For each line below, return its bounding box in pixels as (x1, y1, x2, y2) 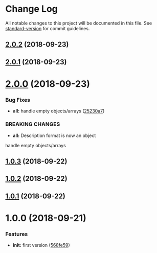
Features (5, 231, 28, 238)
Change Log (5, 3, 58, 15)
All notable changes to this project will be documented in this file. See (5, 20, 152, 26)
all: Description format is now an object (12, 132, 96, 139)
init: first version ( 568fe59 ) (12, 242, 70, 248)
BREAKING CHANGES (5, 121, 60, 128)
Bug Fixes (5, 96, 31, 103)
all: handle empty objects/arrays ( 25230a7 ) (12, 108, 105, 114)
